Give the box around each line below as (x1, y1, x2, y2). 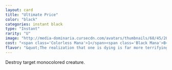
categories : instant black (5, 21, 63, 27)
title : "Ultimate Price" (5, 12, 58, 17)
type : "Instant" (5, 26, 40, 31)
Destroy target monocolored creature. (5, 59, 85, 65)
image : (5, 36, 19, 41)
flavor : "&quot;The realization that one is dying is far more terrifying (5, 45, 168, 50)
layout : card (5, 7, 33, 13)
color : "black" (5, 17, 38, 22)
